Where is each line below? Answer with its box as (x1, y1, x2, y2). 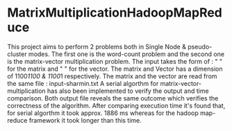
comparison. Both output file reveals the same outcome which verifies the (7, 94, 219, 102)
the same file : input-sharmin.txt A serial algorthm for (7, 79, 159, 87)
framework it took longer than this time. (28, 116, 142, 124)
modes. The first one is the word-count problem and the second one (28, 50, 224, 58)
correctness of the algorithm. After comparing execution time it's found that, (7, 101, 226, 110)
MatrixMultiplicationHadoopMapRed (7, 5, 222, 21)
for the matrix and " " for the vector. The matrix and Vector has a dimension (7, 64, 223, 73)
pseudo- (187, 42, 213, 51)
